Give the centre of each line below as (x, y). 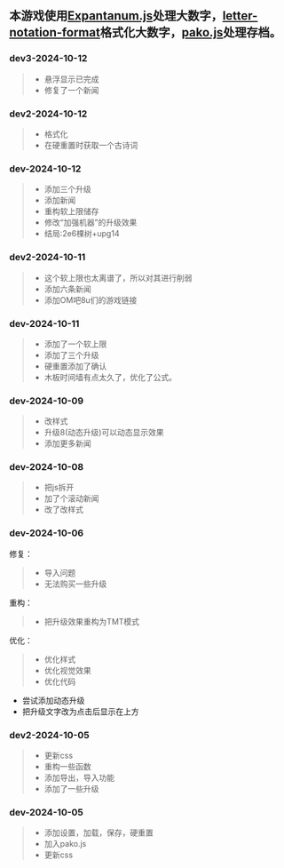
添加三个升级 (67, 189)
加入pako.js (65, 844)
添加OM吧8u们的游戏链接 (91, 299)
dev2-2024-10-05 (50, 735)
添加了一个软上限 (75, 344)
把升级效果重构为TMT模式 (92, 621)
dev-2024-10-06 (47, 533)
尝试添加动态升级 (53, 700)
